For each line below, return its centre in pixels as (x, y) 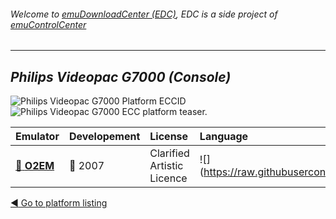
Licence (168, 178)
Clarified (169, 153)
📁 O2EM (35, 166)
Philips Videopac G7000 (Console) (121, 76)
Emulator (37, 137)
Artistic (166, 166)
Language (224, 137)
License (169, 137)
